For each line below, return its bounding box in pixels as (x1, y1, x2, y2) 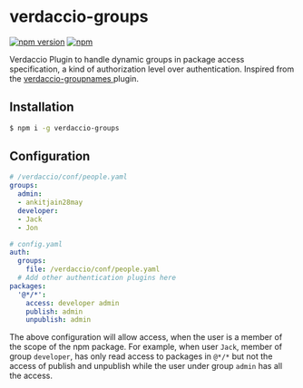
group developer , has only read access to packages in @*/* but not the (9, 351, 273, 362)
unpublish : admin (25, 315, 92, 325)
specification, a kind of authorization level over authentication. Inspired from (9, 63, 295, 74)
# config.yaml (9, 239, 64, 248)
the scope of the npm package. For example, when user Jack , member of (9, 342, 283, 353)
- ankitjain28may (17, 198, 83, 208)
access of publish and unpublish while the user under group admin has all (9, 361, 283, 372)
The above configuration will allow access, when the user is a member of (9, 332, 283, 343)
